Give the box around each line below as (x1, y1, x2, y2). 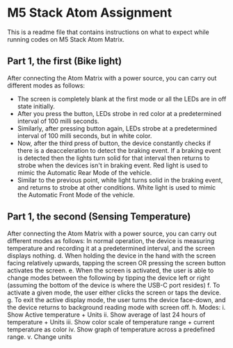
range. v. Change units (7, 332, 72, 341)
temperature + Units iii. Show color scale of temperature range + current (7, 317, 215, 326)
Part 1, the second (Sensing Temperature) (7, 210, 191, 223)
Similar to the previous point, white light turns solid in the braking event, (17, 176, 223, 184)
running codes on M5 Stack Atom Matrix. (7, 35, 125, 43)
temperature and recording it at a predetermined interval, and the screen (7, 244, 216, 252)
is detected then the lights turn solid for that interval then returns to (17, 154, 210, 162)
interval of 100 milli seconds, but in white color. (17, 131, 152, 140)
